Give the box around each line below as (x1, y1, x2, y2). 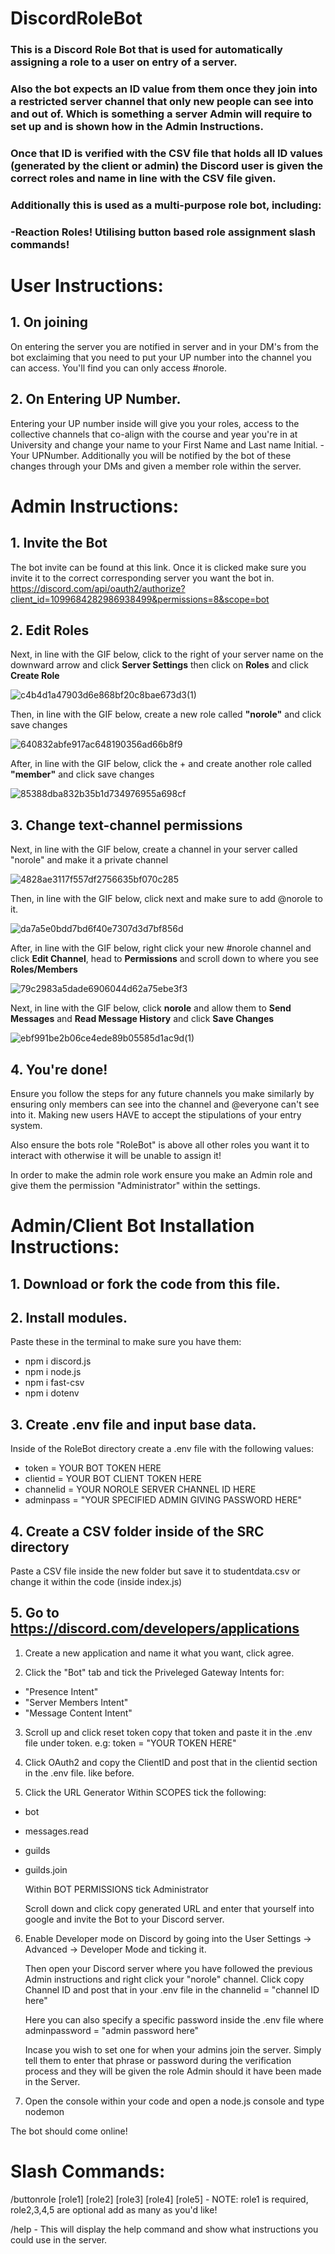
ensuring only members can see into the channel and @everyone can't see (10, 1098, 320, 1111)
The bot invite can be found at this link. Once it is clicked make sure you (10, 561, 307, 573)
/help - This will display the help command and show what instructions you (10, 2223, 319, 2235)
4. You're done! (10, 1061, 108, 1078)
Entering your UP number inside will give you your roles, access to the (10, 417, 300, 429)
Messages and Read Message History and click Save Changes (10, 1013, 275, 1025)
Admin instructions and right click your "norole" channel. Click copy (24, 1973, 305, 1985)
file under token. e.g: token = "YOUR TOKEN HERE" (24, 1737, 237, 1749)
